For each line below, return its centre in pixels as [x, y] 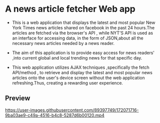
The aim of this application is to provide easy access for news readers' [83, 53]
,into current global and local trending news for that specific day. [77, 58]
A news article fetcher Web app [70, 9]
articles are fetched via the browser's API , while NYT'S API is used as [82, 33]
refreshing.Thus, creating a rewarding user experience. [68, 83]
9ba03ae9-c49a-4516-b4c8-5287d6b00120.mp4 [55, 115]
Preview [18, 98]
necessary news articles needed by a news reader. [63, 43]
